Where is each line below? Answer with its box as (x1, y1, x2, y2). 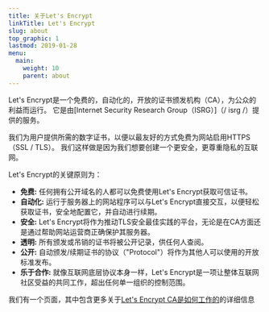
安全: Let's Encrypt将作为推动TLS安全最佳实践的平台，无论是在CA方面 (19, 217, 255, 227)
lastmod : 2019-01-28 (8, 42, 78, 50)
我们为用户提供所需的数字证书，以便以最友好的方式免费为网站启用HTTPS (8, 132, 251, 142)
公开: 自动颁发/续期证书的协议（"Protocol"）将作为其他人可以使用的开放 (19, 247, 259, 256)
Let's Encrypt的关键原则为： (8, 169, 102, 179)
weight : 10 (23, 64, 60, 73)
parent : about (23, 72, 70, 80)
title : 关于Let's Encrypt (8, 11, 93, 20)
